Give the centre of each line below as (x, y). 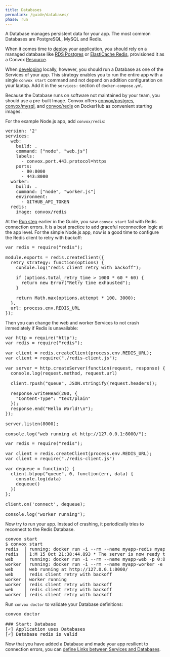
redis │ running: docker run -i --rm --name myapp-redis (79, 549)
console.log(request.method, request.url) (64, 373)
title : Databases (24, 10)
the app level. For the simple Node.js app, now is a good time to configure (82, 232)
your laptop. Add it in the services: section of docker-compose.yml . (74, 86)
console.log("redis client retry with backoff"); (79, 268)
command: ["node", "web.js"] (52, 151)
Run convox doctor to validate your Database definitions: (64, 604)
